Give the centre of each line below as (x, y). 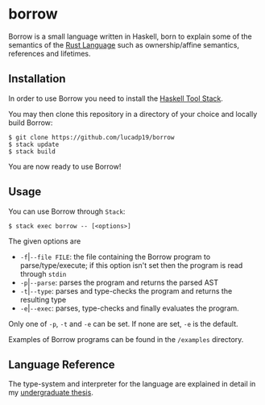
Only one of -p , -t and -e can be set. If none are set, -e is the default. (124, 324)
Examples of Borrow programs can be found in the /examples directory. (126, 339)
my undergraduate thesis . (51, 393)
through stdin (43, 273)
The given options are (45, 241)
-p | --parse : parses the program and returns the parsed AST (119, 282)
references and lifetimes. (50, 53)
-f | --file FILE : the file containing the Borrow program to (115, 257)
